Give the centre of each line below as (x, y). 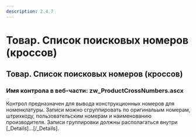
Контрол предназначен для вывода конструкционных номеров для (90, 103)
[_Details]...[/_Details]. (33, 128)
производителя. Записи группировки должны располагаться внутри (92, 122)
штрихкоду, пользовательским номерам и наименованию (79, 116)
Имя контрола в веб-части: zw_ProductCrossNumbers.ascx (95, 91)
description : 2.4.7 (30, 11)
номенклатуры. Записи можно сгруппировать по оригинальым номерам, (98, 110)
